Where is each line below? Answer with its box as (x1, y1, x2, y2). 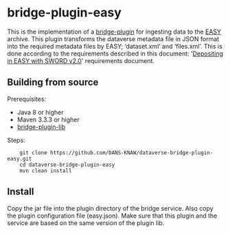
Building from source (7, 77, 99, 89)
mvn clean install (19, 167, 72, 174)
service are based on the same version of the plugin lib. (7, 218, 165, 227)
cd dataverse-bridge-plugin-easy (19, 161, 115, 168)
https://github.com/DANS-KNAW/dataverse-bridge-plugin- (50, 149, 214, 156)
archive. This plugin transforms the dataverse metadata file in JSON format (7, 34, 220, 43)
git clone (19, 149, 48, 156)
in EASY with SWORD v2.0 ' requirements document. (7, 56, 155, 65)
